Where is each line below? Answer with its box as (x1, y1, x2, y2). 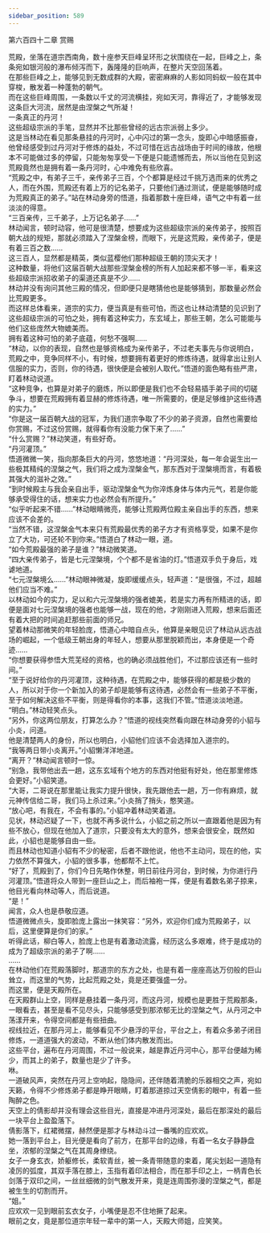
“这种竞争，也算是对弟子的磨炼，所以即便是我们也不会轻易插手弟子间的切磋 (8, 383, 259, 393)
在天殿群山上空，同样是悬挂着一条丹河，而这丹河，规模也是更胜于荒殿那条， (8, 994, 262, 1005)
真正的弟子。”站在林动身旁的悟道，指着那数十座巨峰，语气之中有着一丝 (29, 192, 262, 202)
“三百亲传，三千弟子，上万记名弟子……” (8, 212, 139, 222)
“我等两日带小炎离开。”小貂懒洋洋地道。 (8, 745, 138, 755)
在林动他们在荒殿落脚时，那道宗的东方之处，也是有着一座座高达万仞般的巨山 (8, 965, 262, 974)
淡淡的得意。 (8, 203, 51, 212)
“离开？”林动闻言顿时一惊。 (8, 755, 100, 764)
